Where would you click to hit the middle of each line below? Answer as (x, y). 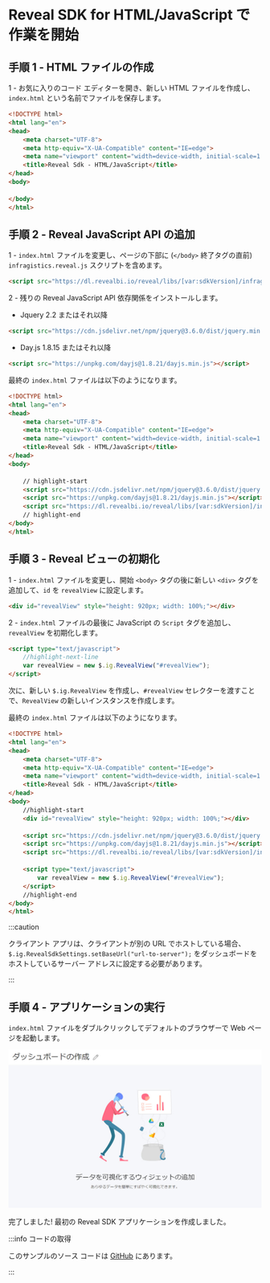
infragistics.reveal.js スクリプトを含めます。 (88, 265)
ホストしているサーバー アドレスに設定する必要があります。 (107, 964)
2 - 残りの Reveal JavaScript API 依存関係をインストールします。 (115, 298)
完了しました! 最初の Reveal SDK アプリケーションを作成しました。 (119, 1222)
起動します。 (43, 1038)
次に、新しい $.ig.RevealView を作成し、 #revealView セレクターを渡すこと (132, 691)
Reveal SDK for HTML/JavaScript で (129, 15)
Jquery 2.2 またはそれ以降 (64, 315)
